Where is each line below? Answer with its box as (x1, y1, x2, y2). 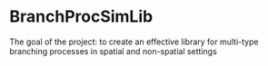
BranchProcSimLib (9, 6, 154, 27)
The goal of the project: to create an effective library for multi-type (9, 36, 259, 47)
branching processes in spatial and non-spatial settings (9, 45, 218, 56)
